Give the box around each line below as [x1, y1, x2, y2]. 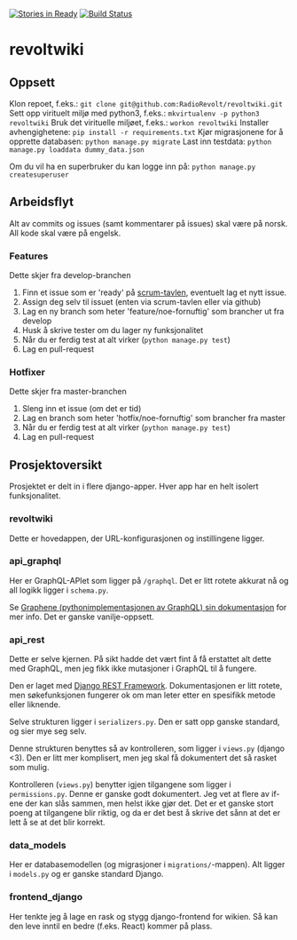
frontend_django [9, 891, 82, 904]
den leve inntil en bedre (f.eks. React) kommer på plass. [9, 920, 213, 931]
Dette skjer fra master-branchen [9, 386, 127, 397]
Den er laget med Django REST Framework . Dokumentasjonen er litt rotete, [9, 681, 283, 691]
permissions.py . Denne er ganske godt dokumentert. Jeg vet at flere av [9, 789, 270, 800]
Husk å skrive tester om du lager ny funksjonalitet [21, 325, 204, 336]
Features [9, 250, 49, 262]
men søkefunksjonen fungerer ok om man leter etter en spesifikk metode [9, 689, 277, 701]
